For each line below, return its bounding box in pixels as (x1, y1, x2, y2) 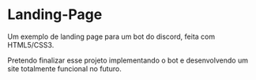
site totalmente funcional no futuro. (7, 63, 122, 73)
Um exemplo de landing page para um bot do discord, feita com (7, 32, 215, 41)
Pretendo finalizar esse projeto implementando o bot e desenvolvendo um (7, 55, 248, 65)
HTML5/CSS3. (7, 40, 55, 49)
